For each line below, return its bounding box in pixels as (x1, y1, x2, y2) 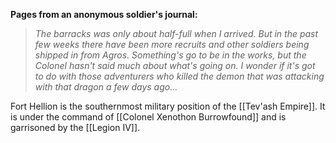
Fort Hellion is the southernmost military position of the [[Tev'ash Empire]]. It (10, 100, 326, 112)
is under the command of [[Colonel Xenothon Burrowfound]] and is (10, 111, 287, 123)
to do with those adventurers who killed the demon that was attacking (34, 70, 325, 82)
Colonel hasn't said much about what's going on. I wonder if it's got (34, 60, 316, 71)
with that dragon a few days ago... (34, 81, 178, 93)
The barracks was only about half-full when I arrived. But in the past (34, 28, 319, 39)
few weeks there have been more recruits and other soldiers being (34, 39, 310, 50)
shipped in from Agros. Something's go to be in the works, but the (34, 49, 307, 61)
